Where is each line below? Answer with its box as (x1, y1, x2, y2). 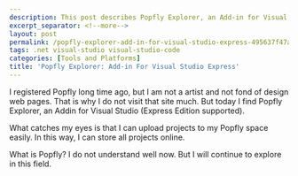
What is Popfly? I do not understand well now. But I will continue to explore (9, 149, 282, 159)
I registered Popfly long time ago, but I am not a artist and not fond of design (9, 86, 289, 97)
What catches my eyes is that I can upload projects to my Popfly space (9, 122, 269, 133)
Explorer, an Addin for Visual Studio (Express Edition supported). (9, 105, 246, 116)
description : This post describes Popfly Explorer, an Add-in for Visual (9, 12, 288, 22)
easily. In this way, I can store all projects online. (9, 132, 185, 142)
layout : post (9, 29, 58, 38)
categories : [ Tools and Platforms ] (9, 54, 141, 63)
